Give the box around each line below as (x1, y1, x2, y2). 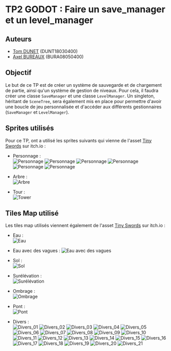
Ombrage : (12, 288, 36, 294)
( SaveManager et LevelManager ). (5, 109, 69, 115)
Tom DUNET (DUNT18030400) (12, 48, 78, 54)
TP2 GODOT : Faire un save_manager (5, 4, 166, 15)
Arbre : (12, 173, 28, 180)
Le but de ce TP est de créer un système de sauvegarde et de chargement (5, 82, 162, 88)
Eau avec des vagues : (12, 247, 60, 254)
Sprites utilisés (5, 124, 54, 133)
